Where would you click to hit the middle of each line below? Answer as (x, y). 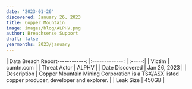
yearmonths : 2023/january (38, 45)
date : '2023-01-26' (30, 11)
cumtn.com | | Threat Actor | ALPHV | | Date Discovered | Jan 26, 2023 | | (96, 67)
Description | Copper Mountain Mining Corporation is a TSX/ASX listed (93, 74)
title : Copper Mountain (36, 22)
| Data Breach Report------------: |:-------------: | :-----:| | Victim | (88, 61)
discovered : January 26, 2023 (44, 17)
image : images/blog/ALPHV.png (44, 28)
